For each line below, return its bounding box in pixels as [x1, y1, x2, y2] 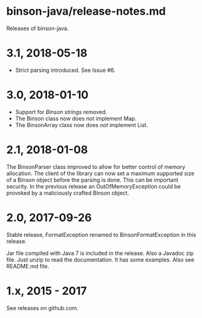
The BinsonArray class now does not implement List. [15, 121, 148, 128]
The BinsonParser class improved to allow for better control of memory [6, 163, 185, 170]
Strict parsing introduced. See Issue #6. [15, 66, 116, 74]
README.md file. [6, 262, 50, 270]
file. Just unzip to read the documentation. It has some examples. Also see [6, 256, 195, 263]
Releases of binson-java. [6, 25, 69, 32]
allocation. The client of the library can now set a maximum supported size [6, 169, 195, 177]
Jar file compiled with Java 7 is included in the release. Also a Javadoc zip [6, 249, 194, 257]
